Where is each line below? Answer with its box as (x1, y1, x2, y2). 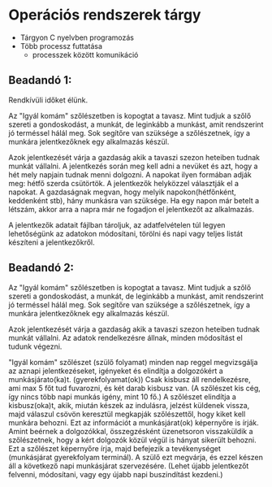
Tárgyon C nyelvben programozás (19, 33, 134, 42)
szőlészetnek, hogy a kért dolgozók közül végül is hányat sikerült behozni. (8, 435, 257, 445)
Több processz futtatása (19, 41, 103, 50)
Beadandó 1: (8, 73, 72, 87)
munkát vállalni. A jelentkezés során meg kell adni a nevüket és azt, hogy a (8, 161, 258, 171)
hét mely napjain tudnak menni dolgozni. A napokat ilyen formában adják (8, 169, 252, 180)
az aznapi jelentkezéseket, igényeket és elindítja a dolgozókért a (8, 366, 223, 376)
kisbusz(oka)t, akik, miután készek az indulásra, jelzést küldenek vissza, (8, 400, 250, 410)
